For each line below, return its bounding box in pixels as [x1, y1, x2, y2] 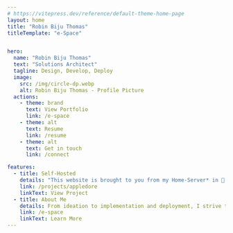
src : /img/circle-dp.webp [19, 80, 95, 87]
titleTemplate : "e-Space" [7, 29, 82, 37]
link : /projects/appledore [19, 183, 98, 190]
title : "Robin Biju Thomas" [7, 23, 89, 30]
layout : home [7, 17, 45, 24]
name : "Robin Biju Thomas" [13, 55, 92, 62]
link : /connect [25, 151, 70, 158]
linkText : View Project [19, 189, 89, 196]
